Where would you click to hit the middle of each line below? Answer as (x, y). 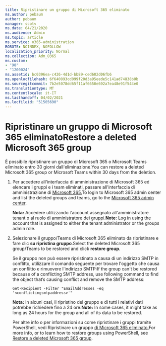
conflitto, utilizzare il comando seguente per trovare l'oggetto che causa (86, 263)
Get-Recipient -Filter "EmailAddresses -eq (58, 289)
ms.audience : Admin (25, 33)
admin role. (24, 229)
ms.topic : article (24, 38)
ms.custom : (16, 61)
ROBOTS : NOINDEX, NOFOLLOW (33, 47)
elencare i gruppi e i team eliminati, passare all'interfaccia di (74, 187)
